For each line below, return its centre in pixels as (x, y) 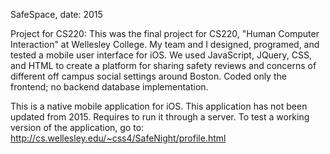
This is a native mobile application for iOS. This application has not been (159, 106)
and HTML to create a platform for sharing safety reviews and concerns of (163, 65)
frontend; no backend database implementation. (109, 87)
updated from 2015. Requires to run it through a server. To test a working (160, 117)
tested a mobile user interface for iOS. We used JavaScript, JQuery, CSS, (161, 55)
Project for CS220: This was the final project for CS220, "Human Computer (165, 33)
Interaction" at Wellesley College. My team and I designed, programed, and (165, 44)
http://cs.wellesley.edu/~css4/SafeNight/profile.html (118, 138)
